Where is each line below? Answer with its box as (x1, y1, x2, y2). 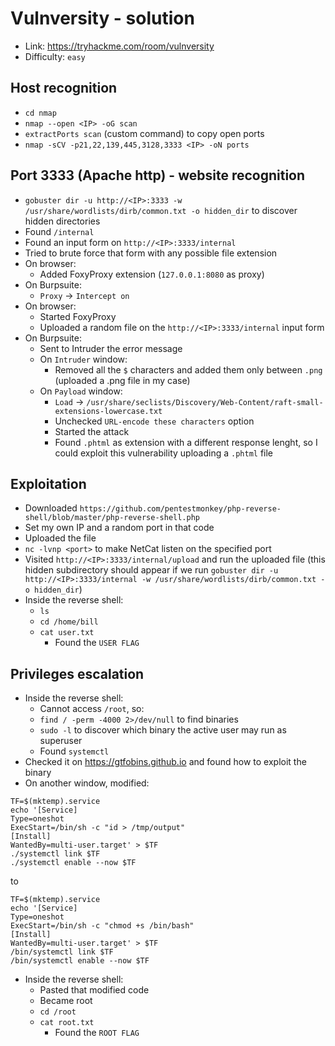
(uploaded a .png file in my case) (54, 374, 191, 386)
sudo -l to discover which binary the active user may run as (39, 724, 287, 736)
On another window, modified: (24, 777, 150, 789)
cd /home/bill (39, 617, 99, 627)
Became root (39, 995, 93, 1007)
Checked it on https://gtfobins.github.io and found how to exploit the (24, 756, 307, 768)
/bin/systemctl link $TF (10, 947, 114, 957)
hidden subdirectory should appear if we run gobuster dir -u (24, 564, 279, 576)
